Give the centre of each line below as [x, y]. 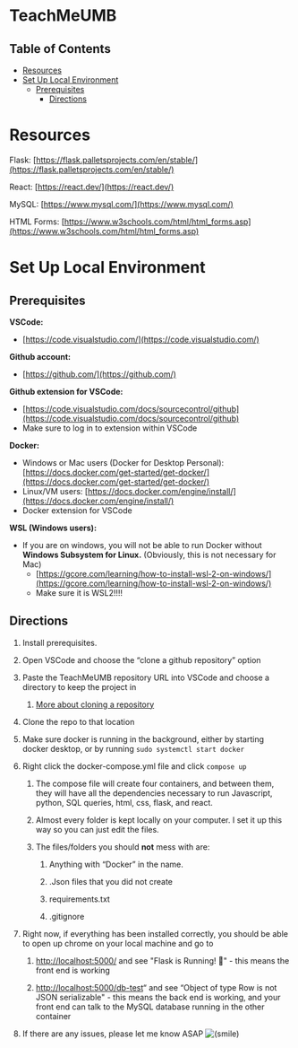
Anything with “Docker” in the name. [116, 864]
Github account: [40, 356]
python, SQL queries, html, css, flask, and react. [124, 802]
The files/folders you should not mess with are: [123, 847]
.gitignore [67, 916]
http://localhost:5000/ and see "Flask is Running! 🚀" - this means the [162, 960]
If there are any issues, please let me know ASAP [113, 1034]
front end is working [72, 970]
